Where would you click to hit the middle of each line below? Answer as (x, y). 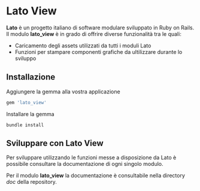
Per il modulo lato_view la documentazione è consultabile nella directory (96, 175)
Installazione (31, 77)
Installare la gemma (31, 114)
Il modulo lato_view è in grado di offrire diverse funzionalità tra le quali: (94, 34)
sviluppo (25, 58)
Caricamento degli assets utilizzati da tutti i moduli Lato (83, 46)
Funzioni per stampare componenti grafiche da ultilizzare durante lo (99, 51)
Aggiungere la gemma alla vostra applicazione (63, 92)
